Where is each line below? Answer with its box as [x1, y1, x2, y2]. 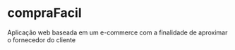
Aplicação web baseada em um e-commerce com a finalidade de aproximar [7, 28, 228, 37]
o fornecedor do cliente [7, 35, 76, 44]
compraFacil [7, 5, 82, 21]
